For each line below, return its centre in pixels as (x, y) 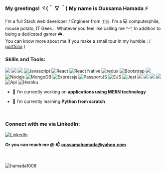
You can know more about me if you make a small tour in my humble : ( (78, 41)
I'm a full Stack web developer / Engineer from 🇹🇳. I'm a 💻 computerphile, (83, 21)
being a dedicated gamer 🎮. (34, 34)
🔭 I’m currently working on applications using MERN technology (79, 91)
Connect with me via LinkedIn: (43, 124)
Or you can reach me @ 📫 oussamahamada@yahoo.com (66, 144)
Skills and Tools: (25, 60)
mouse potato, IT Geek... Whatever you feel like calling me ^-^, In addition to (83, 28)
